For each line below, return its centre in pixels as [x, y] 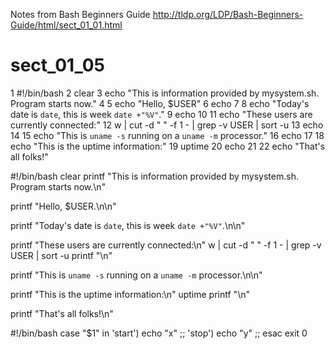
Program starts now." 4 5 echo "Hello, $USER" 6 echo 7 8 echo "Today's [160, 103]
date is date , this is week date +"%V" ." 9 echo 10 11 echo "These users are [161, 114]
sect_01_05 [57, 65]
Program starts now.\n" [58, 186]
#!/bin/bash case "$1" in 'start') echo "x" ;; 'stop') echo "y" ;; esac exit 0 [159, 333]
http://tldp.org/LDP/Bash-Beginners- [228, 14]
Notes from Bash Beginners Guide [80, 14]
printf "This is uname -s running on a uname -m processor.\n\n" [136, 275]
